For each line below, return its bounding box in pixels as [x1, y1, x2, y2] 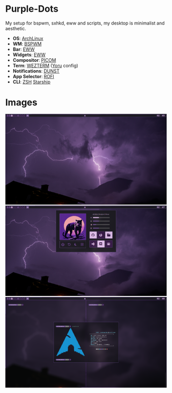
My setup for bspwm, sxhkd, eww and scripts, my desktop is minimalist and [5, 20, 165, 26]
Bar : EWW [12, 46, 35, 52]
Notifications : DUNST [12, 67, 60, 74]
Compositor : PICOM [12, 57, 56, 63]
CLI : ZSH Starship [12, 79, 51, 85]
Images [5, 97, 37, 108]
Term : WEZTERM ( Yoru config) [12, 62, 78, 68]
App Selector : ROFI [12, 73, 55, 79]
